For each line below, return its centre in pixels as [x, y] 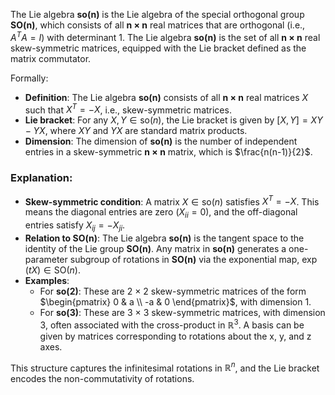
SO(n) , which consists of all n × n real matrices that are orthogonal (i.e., [158, 25]
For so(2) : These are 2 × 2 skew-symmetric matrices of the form [173, 291]
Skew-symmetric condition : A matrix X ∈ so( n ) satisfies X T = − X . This [172, 201]
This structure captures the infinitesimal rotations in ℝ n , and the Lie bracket [165, 367]
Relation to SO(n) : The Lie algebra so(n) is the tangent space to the [164, 238]
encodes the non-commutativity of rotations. [102, 379]
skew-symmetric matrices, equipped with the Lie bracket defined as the [158, 48]
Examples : [47, 280]
